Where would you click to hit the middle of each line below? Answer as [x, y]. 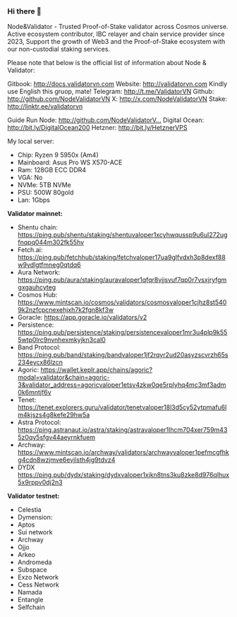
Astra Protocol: [39, 422]
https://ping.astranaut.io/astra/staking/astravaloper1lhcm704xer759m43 [122, 430]
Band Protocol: [39, 347]
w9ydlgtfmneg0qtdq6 [49, 265]
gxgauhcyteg [37, 287]
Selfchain [31, 607]
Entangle [30, 600]
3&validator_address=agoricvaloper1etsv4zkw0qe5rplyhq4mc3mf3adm [122, 385]
